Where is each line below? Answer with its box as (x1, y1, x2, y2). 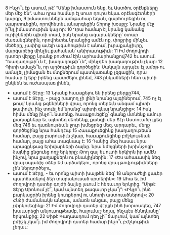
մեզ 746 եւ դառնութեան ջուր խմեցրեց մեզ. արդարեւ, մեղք (12, 122, 150, 128)
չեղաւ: (12, 224, 28, 230)
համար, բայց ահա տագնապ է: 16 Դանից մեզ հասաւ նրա (12, 138, 147, 144)
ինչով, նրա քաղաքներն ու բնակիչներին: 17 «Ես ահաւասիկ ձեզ (12, 154, 160, 160)
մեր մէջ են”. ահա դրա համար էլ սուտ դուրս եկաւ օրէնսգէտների (5, 10, 156, 16)
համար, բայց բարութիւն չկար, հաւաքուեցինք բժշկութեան (12, 133, 151, 138)
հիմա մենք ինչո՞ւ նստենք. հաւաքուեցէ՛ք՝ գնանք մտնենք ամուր (12, 111, 162, 117)
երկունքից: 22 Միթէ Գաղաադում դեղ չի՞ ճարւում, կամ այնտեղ (12, 213, 159, 219)
